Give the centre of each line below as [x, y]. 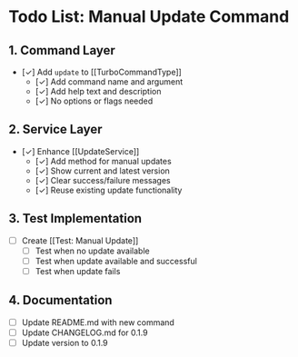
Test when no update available [93, 251]
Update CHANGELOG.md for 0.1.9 [84, 332]
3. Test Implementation [75, 218]
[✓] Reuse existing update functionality [109, 190]
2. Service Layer [55, 129]
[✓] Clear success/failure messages [103, 180]
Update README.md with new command [98, 322]
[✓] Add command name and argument [109, 82]
